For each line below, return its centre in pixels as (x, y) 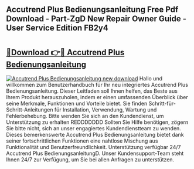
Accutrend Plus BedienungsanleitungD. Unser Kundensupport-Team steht (95, 153)
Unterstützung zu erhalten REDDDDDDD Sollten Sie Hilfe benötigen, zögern (97, 122)
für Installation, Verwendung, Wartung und (105, 110)
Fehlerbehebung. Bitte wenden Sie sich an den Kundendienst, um (85, 116)
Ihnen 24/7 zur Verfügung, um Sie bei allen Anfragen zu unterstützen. (90, 160)
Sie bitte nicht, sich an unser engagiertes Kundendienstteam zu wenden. (94, 128)
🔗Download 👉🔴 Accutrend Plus (65, 52)
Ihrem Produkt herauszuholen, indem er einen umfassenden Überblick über (97, 97)
